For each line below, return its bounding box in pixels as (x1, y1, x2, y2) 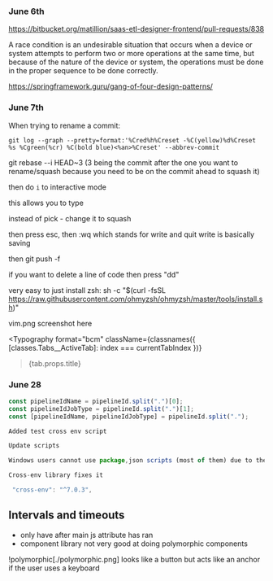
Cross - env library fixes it (8, 471, 104, 479)
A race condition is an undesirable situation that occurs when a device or (8, 40, 253, 50)
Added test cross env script (8, 427, 107, 435)
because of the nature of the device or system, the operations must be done (8, 57, 264, 67)
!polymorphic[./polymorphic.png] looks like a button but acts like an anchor (8, 554, 261, 564)
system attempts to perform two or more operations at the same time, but (8, 49, 254, 59)
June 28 (8, 378, 42, 390)
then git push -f (8, 254, 61, 264)
